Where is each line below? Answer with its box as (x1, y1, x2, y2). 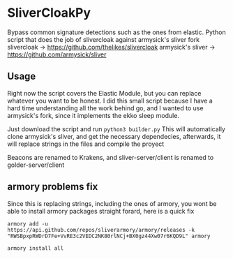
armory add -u (7, 220, 49, 228)
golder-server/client (7, 161, 65, 169)
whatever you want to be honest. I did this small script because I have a (7, 96, 213, 105)
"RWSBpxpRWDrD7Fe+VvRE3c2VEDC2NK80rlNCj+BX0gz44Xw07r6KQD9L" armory (7, 232, 211, 239)
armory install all (7, 244, 64, 252)
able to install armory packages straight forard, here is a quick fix (7, 207, 195, 215)
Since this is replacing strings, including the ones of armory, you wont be (7, 199, 217, 207)
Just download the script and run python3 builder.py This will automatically (7, 124, 225, 133)
